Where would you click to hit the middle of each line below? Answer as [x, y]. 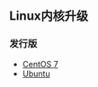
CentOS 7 [40, 64]
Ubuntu [36, 74]
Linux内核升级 [49, 16]
